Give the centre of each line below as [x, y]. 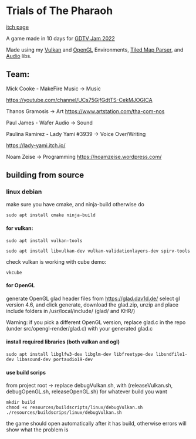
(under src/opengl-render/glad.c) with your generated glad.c [80, 328]
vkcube [14, 273]
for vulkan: [20, 228]
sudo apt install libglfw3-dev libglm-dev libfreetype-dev [80, 355]
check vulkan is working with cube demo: [56, 261]
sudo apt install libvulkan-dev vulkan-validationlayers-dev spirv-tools [98, 251]
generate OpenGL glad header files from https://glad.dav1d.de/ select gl [93, 298]
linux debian [24, 192]
